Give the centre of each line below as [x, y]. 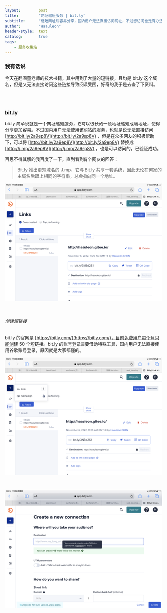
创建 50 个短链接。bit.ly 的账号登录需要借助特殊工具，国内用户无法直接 [82, 344]
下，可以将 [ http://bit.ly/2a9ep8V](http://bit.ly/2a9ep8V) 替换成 [70, 142]
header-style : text [27, 32]
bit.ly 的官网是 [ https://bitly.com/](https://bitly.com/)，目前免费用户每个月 [80, 337]
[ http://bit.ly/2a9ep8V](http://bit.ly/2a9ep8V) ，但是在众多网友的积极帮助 [80, 136]
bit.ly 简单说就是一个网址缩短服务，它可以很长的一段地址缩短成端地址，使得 [83, 124]
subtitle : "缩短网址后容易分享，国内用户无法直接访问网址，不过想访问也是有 [80, 21]
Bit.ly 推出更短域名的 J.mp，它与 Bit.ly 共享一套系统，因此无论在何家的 [89, 170]
